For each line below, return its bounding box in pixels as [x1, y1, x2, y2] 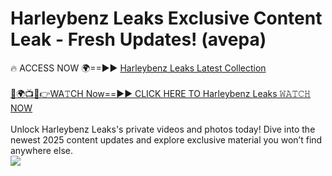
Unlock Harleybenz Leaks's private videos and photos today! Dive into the [10, 123, 316, 135]
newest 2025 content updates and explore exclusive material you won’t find [10, 133, 323, 146]
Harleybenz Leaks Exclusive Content [10, 7, 323, 30]
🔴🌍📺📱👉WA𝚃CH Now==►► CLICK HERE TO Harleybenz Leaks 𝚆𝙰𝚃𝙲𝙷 [10, 87, 311, 99]
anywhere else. [10, 144, 73, 156]
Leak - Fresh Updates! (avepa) [10, 28, 267, 51]
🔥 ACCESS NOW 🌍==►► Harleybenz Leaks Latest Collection [10, 62, 267, 74]
